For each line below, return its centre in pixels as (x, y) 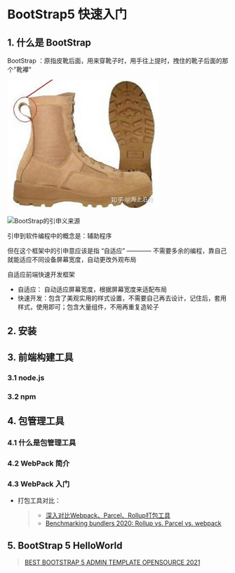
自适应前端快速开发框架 (41, 274)
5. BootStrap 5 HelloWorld (65, 545)
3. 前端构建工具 (40, 357)
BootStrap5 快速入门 (67, 14)
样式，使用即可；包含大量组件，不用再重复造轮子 (88, 307)
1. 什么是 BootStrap (49, 42)
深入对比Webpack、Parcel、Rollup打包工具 (108, 515)
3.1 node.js (26, 378)
